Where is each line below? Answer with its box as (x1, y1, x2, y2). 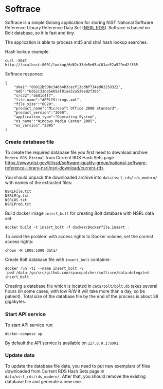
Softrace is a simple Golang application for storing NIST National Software (5, 19, 153, 25)
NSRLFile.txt (5, 189, 32, 194)
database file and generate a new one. (5, 378, 82, 384)
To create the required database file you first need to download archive (5, 149, 148, 155)
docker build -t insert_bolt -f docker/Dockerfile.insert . (5, 225, 130, 230)
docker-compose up (5, 331, 42, 336)
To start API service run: (5, 322, 54, 328)
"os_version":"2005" (14, 123, 55, 128)
